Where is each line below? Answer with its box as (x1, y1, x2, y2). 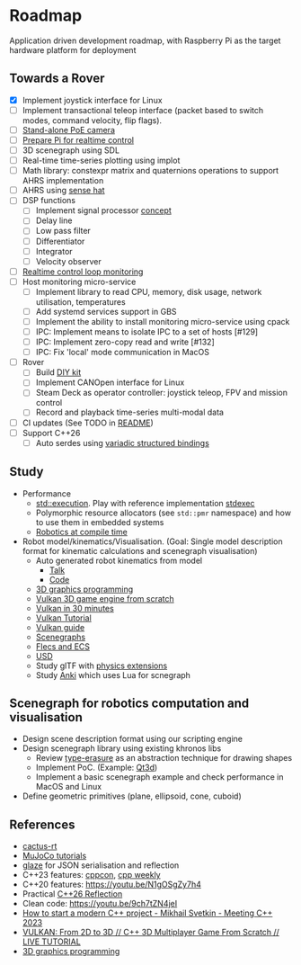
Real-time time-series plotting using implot (22, 155, 181, 166)
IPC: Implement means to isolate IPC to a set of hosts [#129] (35, 326, 259, 337)
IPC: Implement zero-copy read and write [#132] (35, 336, 216, 347)
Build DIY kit (35, 367, 82, 378)
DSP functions (22, 195, 76, 206)
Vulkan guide (35, 621, 85, 632)
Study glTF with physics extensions (35, 660, 168, 671)
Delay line (35, 215, 73, 226)
